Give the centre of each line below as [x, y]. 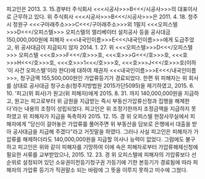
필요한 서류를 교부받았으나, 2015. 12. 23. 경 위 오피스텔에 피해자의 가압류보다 [98, 154]
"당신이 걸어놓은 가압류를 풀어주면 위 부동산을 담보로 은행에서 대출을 [109, 124]
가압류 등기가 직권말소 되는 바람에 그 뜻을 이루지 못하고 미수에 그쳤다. [105, 170]
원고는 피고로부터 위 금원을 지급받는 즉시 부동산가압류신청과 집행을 [94, 101]
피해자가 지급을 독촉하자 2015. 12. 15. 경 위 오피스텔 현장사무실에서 [109, 116]
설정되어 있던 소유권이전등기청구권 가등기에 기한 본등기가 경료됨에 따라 [107, 162]
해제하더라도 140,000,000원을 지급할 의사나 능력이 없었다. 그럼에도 [103, 139]
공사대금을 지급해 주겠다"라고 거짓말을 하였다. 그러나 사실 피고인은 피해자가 [102, 131]
